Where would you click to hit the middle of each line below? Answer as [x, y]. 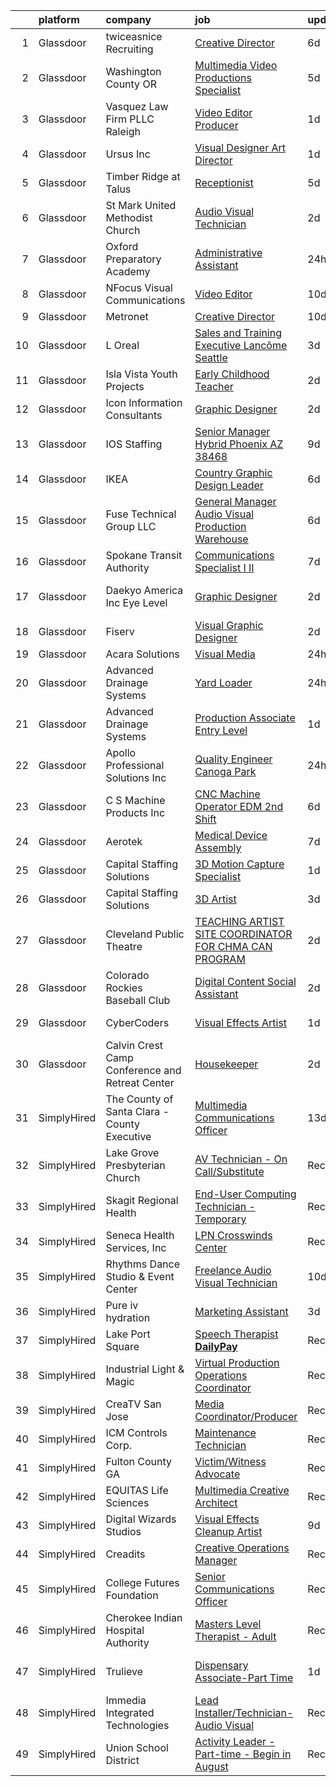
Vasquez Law [137, 106]
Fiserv [120, 631]
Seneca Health [140, 1235]
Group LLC [131, 526]
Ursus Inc [128, 154]
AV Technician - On [241, 1159]
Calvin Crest [134, 1045]
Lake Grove [132, 1152]
